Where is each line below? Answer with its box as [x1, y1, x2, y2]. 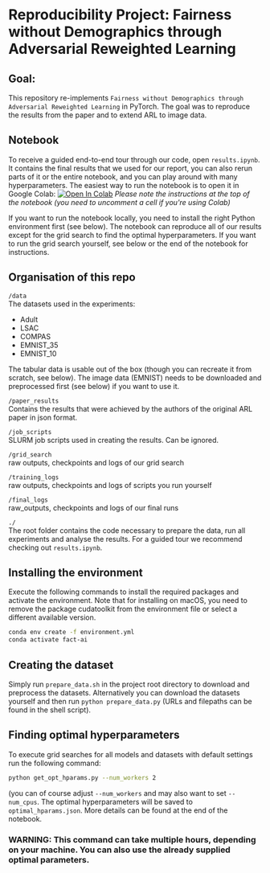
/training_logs [8, 473, 59, 482]
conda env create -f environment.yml [8, 629, 135, 637]
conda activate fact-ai [8, 636, 88, 644]
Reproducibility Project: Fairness [8, 6, 232, 24]
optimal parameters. [8, 854, 90, 865]
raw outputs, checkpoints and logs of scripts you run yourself [8, 480, 212, 490]
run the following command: [8, 758, 102, 768]
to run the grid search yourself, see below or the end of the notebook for [8, 239, 249, 248]
